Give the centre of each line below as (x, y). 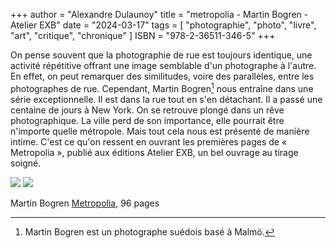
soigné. (26, 163)
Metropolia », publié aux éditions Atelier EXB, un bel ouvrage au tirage (154, 152)
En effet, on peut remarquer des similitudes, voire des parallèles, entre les (162, 76)
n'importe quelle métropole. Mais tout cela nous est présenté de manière (160, 131)
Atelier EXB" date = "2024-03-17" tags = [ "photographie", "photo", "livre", (163, 25)
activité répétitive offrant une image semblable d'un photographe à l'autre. (163, 65)
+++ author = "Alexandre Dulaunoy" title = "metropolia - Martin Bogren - (159, 14)
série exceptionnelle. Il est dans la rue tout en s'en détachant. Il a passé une (166, 99)
